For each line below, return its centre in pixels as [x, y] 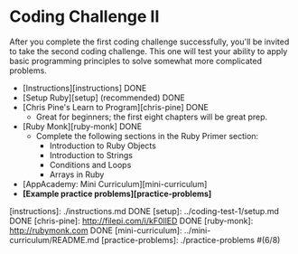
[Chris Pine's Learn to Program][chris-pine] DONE [116, 107]
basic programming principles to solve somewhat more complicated [135, 61]
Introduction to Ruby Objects [102, 146]
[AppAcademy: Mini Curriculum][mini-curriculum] [115, 183]
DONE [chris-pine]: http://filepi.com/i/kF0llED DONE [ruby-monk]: [131, 221]
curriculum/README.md [54, 240]
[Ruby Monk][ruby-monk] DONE [82, 126]
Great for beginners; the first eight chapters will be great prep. [152, 117]
